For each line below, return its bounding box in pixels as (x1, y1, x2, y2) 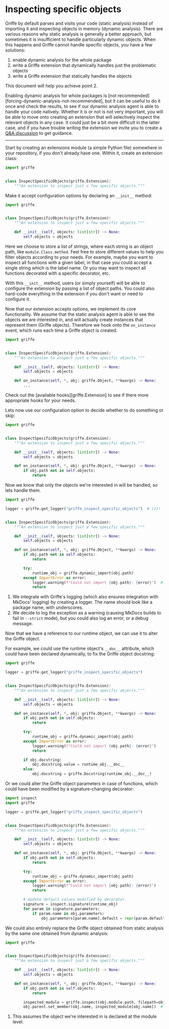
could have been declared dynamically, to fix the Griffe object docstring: (5, 651, 155, 657)
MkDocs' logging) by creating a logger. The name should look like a (12, 599, 152, 605)
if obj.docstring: (23, 757, 62, 762)
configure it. (5, 296, 31, 302)
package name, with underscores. (12, 604, 83, 610)
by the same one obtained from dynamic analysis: (5, 930, 109, 936)
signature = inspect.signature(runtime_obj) (23, 902, 118, 907)
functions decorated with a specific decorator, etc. (5, 270, 110, 276)
